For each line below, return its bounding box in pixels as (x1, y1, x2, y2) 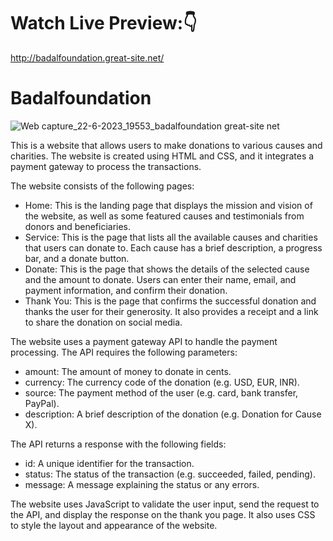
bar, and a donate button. (24, 252, 130, 264)
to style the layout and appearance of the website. (10, 519, 218, 531)
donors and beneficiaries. (24, 220, 132, 232)
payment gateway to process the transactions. (10, 160, 202, 172)
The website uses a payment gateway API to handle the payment (10, 335, 278, 347)
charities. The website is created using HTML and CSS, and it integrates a (10, 150, 315, 162)
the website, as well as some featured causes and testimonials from (24, 210, 305, 222)
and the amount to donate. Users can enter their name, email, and (24, 273, 297, 285)
